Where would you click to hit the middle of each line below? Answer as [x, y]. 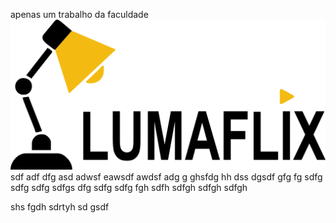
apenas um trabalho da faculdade [79, 14]
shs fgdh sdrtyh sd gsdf [60, 206]
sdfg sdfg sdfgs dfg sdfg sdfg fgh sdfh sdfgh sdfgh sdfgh [129, 187]
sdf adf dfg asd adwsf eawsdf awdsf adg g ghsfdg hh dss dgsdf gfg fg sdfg [166, 176]
